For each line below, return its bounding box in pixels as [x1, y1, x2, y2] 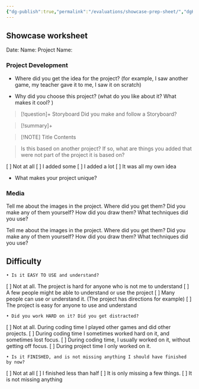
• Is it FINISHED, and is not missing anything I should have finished [6, 354, 187, 360]
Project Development [6, 61, 68, 69]
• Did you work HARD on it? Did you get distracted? [6, 313, 139, 319]
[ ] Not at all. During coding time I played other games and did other [6, 323, 171, 330]
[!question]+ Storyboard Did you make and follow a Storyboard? [20, 110, 177, 118]
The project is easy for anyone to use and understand [6, 301, 137, 309]
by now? [6, 359, 25, 365]
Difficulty [6, 257, 41, 267]
